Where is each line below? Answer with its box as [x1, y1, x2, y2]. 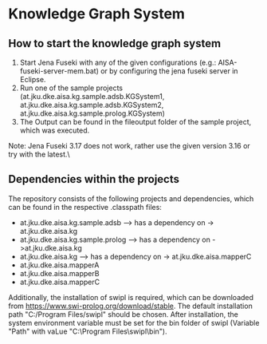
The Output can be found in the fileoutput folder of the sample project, [19, 117, 252, 126]
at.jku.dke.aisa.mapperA [19, 260, 100, 270]
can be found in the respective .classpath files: [8, 202, 162, 212]
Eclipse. [19, 75, 46, 84]
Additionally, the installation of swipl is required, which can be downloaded [8, 292, 253, 302]
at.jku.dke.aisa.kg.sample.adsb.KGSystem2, [19, 101, 164, 109]
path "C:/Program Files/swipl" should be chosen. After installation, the [8, 309, 239, 319]
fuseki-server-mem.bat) [19, 66, 100, 76]
